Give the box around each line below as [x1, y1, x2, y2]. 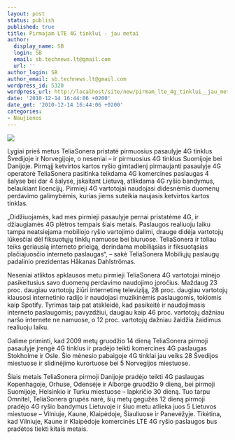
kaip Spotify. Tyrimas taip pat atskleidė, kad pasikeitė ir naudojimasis [7, 301, 206, 309]
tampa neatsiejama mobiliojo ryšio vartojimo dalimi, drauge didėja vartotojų [7, 227, 224, 235]
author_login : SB [7, 69, 58, 76]
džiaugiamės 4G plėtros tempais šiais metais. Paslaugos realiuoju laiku [7, 220, 211, 228]
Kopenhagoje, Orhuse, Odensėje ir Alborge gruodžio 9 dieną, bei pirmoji [7, 380, 215, 388]
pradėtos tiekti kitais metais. [7, 425, 89, 433]
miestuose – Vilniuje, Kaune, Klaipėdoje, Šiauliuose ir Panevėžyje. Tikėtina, [7, 409, 222, 418]
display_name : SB [13, 43, 64, 50]
